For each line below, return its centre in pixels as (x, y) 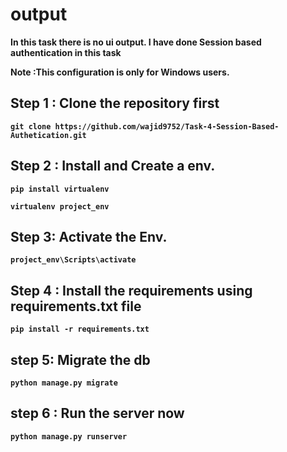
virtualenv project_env (60, 206)
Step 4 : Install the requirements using (131, 290)
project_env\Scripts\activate (73, 260)
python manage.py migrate (64, 383)
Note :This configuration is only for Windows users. (120, 72)
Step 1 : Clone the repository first (115, 103)
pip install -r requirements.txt (80, 329)
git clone (31, 126)
